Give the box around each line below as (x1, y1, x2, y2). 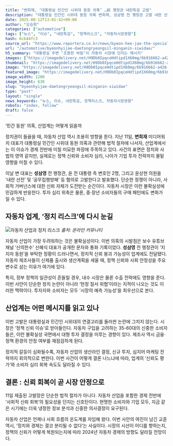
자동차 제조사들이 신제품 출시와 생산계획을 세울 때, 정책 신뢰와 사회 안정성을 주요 (5, 257, 166, 263)
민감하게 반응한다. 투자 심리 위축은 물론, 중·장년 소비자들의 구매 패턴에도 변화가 (5, 190, 163, 195)
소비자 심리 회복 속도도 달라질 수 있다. (16, 361, 92, 367)
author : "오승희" (5, 22, 40, 27)
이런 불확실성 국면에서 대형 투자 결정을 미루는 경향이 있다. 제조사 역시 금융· (16, 331, 166, 337)
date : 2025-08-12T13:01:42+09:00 (5, 17, 77, 22)
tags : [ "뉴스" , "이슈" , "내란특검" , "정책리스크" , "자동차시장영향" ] (5, 31, 136, 36)
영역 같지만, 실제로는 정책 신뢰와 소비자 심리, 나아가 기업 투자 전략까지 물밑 (14, 153, 165, 159)
